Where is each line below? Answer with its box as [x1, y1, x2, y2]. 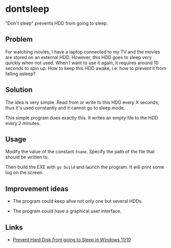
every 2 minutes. [5, 120, 41, 126]
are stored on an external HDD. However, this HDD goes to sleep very [5, 54, 152, 60]
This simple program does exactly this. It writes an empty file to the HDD [5, 114, 159, 121]
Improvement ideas [5, 184, 69, 193]
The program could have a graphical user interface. [12, 208, 122, 214]
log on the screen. [5, 169, 44, 175]
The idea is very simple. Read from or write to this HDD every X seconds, [5, 99, 160, 105]
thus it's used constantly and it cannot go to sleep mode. [5, 104, 125, 111]
